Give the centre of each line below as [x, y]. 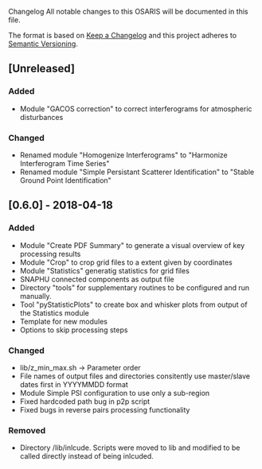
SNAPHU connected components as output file [97, 279]
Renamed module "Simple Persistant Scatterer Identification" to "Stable [137, 172]
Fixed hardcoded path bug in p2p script [85, 401]
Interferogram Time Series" [65, 163]
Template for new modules [63, 321]
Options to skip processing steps [74, 330]
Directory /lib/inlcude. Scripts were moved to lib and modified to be [130, 448]
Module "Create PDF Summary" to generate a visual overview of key [132, 245]
